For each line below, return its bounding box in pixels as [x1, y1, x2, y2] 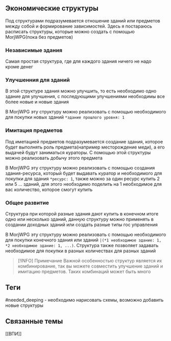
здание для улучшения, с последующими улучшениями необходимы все [5, 93, 165, 100]
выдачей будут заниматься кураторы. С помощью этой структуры [5, 149, 151, 155]
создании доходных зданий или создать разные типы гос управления [5, 222, 158, 228]
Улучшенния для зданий [5, 77, 70, 84]
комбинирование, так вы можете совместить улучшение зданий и [17, 263, 163, 269]
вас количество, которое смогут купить [5, 186, 93, 192]
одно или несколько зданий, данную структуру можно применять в [5, 216, 154, 222]
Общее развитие [5, 199, 50, 206]
